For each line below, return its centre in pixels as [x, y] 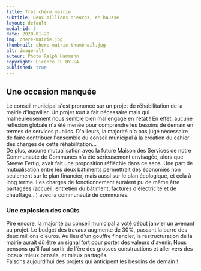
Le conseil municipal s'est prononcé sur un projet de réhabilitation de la [94, 106]
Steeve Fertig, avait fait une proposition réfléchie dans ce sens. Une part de [100, 163]
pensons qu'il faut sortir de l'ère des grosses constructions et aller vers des [100, 249]
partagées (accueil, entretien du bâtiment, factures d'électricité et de [91, 188]
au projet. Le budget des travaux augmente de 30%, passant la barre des [97, 230]
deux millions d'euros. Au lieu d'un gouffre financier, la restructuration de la [100, 236]
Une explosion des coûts [43, 211]
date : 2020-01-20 [28, 34]
